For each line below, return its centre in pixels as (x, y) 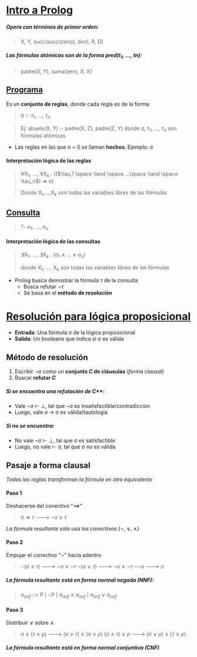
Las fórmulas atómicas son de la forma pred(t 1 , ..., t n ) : (74, 56)
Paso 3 (15, 609)
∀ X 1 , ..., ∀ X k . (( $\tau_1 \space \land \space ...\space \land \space (99, 174)
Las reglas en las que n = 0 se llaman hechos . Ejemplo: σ (84, 147)
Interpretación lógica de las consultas (53, 242)
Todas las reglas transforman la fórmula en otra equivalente (79, 480)
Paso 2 (15, 542)
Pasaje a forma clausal (48, 465)
